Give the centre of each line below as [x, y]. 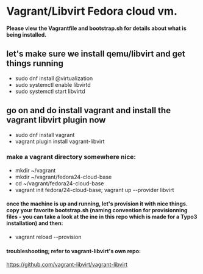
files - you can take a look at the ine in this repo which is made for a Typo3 [102, 217]
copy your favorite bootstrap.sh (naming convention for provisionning [97, 210]
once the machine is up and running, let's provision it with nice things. [97, 204]
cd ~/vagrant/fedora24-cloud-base [59, 183]
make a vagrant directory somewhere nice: [71, 157]
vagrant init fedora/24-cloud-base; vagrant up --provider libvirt [94, 190]
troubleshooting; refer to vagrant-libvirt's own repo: [74, 251]
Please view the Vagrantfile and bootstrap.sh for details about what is [97, 28]
